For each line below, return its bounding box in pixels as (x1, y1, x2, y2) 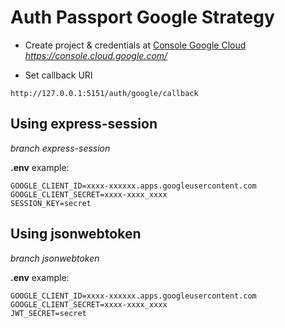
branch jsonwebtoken (10, 252, 100, 264)
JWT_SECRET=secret (10, 308, 87, 318)
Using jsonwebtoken (10, 226, 142, 243)
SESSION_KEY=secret (10, 198, 92, 208)
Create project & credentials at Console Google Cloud (24, 39, 247, 51)
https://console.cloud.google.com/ (24, 49, 168, 61)
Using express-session (10, 116, 158, 133)
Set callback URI (24, 69, 93, 81)
